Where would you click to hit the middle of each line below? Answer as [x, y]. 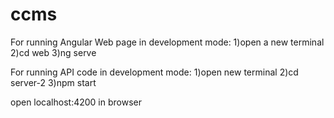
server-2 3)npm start [53, 82]
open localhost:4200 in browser [76, 102]
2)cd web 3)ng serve [53, 52]
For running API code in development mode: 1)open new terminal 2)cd [154, 72]
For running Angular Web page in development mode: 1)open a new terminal [167, 42]
